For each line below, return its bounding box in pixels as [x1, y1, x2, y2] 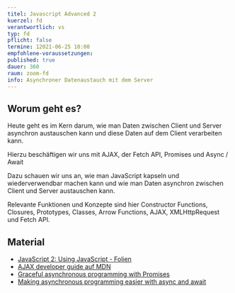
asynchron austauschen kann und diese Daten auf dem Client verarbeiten [7, 129, 222, 138]
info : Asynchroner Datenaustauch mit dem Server [7, 76, 154, 84]
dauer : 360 [7, 63, 40, 70]
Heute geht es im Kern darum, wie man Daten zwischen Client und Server [7, 121, 222, 130]
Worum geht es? [7, 102, 81, 114]
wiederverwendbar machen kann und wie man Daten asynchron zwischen [7, 179, 224, 188]
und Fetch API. [7, 216, 50, 224]
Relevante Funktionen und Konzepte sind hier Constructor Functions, [7, 200, 208, 209]
